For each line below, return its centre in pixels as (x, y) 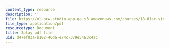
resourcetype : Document (30, 28)
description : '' (22, 14)
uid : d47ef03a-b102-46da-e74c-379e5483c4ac (52, 38)
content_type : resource (30, 10)
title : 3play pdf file (29, 33)
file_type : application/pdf (35, 24)
